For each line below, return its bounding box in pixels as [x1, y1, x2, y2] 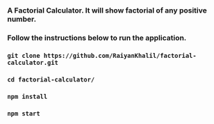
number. [7, 14, 37, 24]
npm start [7, 109, 40, 117]
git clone [7, 52, 40, 59]
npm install [7, 93, 48, 100]
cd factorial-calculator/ [7, 75, 95, 84]
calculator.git [7, 59, 59, 66]
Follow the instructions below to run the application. [7, 33, 187, 42]
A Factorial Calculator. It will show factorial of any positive [7, 6, 207, 15]
